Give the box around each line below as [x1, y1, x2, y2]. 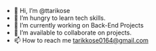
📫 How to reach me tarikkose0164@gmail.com [13, 37, 149, 44]
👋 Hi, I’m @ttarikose [13, 7, 71, 14]
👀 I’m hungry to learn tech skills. [13, 14, 106, 22]
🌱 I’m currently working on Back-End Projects [13, 21, 144, 29]
